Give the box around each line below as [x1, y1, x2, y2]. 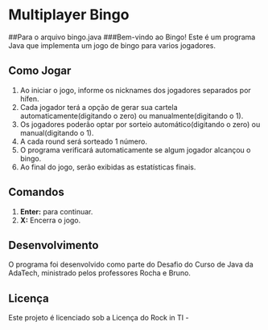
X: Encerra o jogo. [19, 215, 81, 225]
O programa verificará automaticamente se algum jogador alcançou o [19, 145, 251, 154]
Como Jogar [8, 64, 72, 78]
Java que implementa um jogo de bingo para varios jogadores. [8, 40, 216, 50]
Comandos [8, 185, 64, 199]
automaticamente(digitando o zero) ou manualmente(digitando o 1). [19, 111, 244, 120]
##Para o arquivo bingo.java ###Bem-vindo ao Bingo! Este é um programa [8, 32, 256, 42]
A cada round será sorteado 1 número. [19, 136, 147, 146]
